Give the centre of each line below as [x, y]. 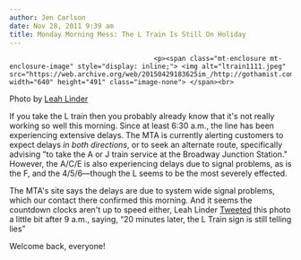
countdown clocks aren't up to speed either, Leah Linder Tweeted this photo [150, 210]
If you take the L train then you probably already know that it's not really [142, 117]
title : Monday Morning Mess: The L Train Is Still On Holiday [128, 34]
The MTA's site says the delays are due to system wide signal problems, [142, 191]
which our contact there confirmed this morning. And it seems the [131, 200]
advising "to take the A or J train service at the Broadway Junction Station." [149, 154]
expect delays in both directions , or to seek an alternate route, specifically [146, 145]
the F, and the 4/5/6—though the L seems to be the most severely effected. [149, 173]
